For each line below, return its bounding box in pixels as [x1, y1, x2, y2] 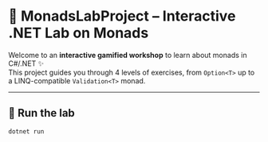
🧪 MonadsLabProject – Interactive [8, 7, 236, 25]
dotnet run [8, 127, 45, 136]
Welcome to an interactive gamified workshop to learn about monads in [8, 50, 247, 59]
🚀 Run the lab [8, 106, 76, 120]
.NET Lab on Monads [8, 24, 149, 42]
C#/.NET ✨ [8, 59, 45, 68]
